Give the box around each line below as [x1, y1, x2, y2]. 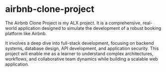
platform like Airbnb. [5, 30, 47, 36]
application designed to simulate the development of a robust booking [17, 25, 162, 31]
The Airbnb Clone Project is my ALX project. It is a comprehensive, [5, 20, 142, 26]
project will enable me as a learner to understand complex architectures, [5, 51, 154, 57]
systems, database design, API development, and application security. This [5, 45, 159, 51]
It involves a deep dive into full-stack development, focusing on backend [5, 40, 154, 46]
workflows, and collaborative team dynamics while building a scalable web [5, 56, 158, 62]
